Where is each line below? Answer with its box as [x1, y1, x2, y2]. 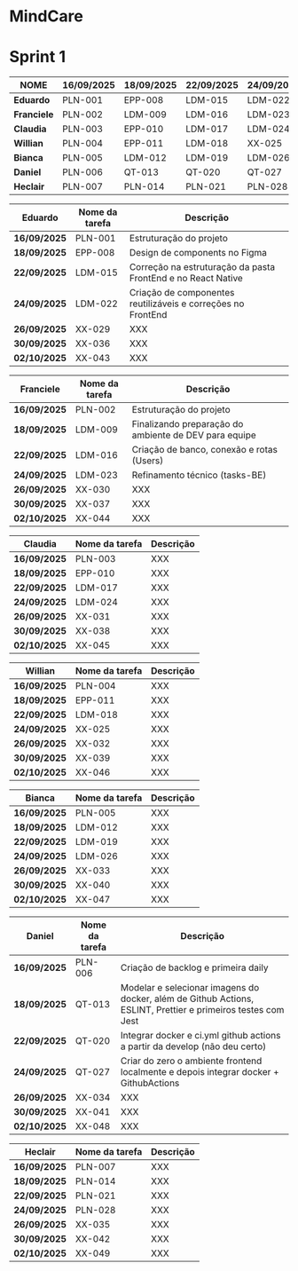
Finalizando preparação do [131, 418, 244, 430]
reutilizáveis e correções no [129, 297, 245, 310]
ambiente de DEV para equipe [131, 429, 257, 441]
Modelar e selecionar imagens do [120, 982, 260, 994]
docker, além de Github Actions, [120, 992, 255, 1005]
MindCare [9, 6, 84, 27]
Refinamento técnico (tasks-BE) [131, 469, 267, 481]
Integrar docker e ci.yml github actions [120, 1030, 281, 1042]
